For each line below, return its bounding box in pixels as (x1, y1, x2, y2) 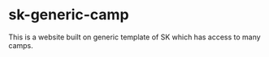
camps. (8, 40, 34, 50)
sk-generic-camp (8, 6, 129, 24)
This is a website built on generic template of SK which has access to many (8, 32, 262, 42)
